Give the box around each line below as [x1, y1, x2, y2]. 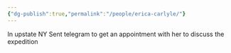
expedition [7, 37, 38, 46]
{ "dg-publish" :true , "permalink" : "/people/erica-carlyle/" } [7, 10, 186, 18]
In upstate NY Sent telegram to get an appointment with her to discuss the [7, 30, 225, 38]
